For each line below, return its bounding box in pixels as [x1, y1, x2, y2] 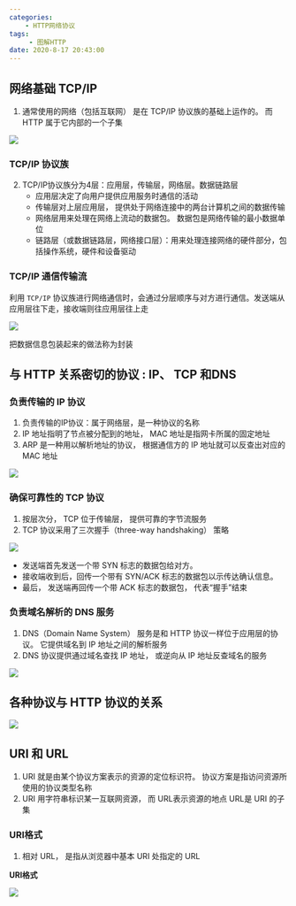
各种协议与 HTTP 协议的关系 [9, 695, 163, 710]
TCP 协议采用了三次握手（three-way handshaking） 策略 [21, 524, 230, 535]
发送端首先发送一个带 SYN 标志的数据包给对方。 [21, 559, 198, 571]
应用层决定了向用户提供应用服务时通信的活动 [34, 191, 199, 202]
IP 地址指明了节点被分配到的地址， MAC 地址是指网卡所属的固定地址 [21, 428, 271, 439]
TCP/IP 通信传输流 [9, 271, 87, 283]
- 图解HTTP [28, 37, 66, 47]
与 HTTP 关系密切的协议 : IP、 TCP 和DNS [9, 366, 237, 381]
